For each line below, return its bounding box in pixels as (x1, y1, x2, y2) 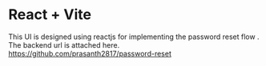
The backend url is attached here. (8, 40, 120, 49)
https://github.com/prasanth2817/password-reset (8, 49, 172, 58)
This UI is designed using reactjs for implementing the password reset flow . (8, 32, 260, 41)
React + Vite (8, 6, 92, 24)
